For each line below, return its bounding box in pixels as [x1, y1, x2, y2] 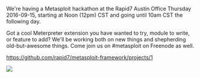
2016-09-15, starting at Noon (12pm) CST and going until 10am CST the [6, 11, 183, 19]
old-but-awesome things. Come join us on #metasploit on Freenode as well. [6, 42, 195, 49]
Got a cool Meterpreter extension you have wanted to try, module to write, [6, 29, 190, 37]
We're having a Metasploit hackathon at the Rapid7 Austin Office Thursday [6, 5, 192, 12]
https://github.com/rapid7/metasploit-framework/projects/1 [6, 54, 153, 61]
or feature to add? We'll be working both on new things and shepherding [6, 36, 186, 43]
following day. [6, 18, 41, 25]
